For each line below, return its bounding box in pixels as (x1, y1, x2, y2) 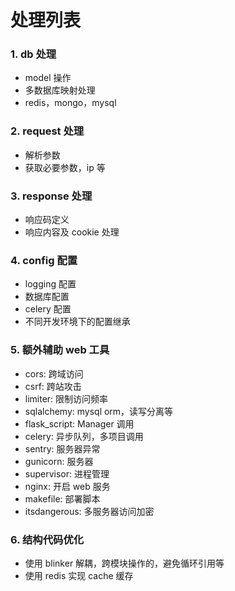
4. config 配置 (10, 254, 78, 267)
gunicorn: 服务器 (24, 455, 94, 467)
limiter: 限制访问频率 (24, 392, 109, 405)
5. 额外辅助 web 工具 (10, 343, 110, 357)
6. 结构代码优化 (10, 532, 85, 546)
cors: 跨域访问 (24, 367, 84, 380)
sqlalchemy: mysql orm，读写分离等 (24, 405, 174, 417)
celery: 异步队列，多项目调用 (24, 430, 144, 442)
